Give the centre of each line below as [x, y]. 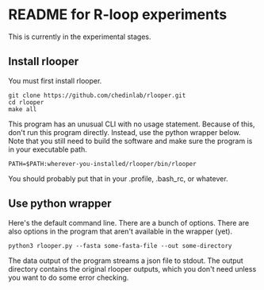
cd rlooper [26, 102]
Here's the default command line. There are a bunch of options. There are [129, 222]
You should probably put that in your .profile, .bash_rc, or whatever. [118, 178]
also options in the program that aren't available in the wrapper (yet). [120, 231]
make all [23, 109]
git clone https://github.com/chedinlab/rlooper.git [97, 95]
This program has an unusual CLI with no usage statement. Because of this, [132, 124]
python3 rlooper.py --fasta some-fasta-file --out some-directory [120, 246]
